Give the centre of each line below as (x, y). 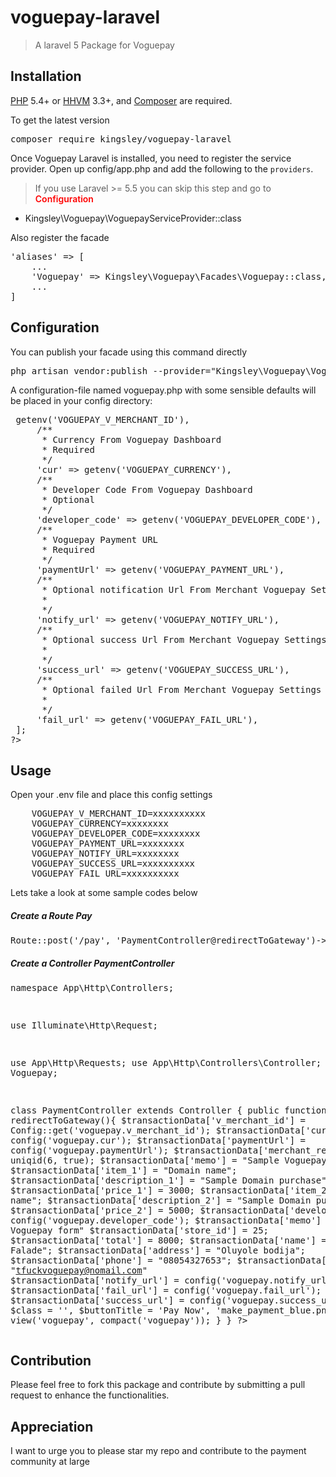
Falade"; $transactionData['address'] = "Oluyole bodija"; (158, 1250)
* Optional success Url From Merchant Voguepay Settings (184, 639)
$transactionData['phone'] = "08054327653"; (121, 1260)
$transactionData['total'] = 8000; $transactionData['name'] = (168, 1240)
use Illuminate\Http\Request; (84, 1025)
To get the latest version (60, 120)
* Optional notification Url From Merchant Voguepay (174, 589)
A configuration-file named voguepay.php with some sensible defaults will (163, 390)
